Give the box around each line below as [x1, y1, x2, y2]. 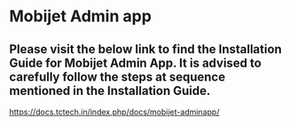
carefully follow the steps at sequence [9, 69, 226, 84]
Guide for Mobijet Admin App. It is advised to [9, 55, 262, 70]
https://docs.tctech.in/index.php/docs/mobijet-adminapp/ [9, 106, 220, 117]
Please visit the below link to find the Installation [9, 42, 282, 57]
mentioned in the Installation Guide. [9, 83, 211, 98]
